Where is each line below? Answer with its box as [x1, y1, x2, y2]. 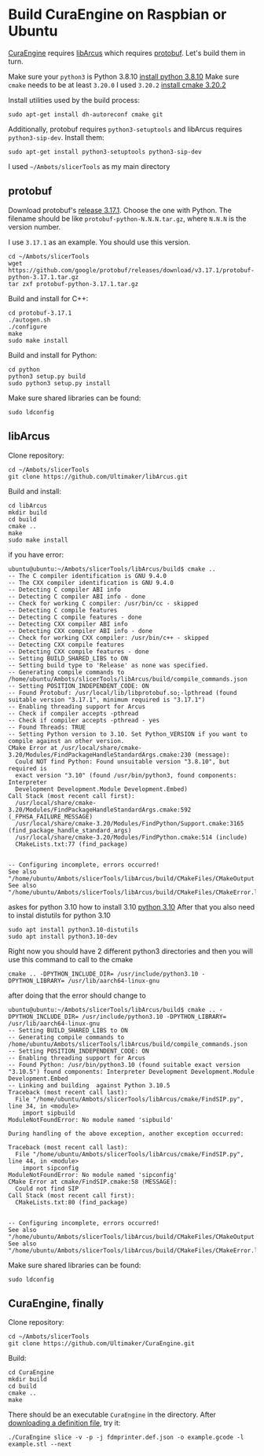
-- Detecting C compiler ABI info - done [8, 592, 146, 601]
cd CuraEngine [8, 1369, 55, 1377]
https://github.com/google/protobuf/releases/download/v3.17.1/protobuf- [8, 266, 255, 274]
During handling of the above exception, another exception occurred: [8, 1130, 244, 1138]
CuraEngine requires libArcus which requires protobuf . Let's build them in [8, 48, 246, 57]
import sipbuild [22, 1109, 76, 1117]
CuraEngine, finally [8, 1296, 104, 1310]
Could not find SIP [15, 1185, 79, 1193]
